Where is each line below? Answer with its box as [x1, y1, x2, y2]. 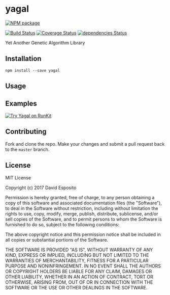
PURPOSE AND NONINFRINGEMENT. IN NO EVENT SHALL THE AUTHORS [5, 263, 161, 269]
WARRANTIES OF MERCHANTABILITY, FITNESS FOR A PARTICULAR [5, 257, 149, 263]
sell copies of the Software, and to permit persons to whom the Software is [5, 216, 162, 222]
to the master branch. [5, 146, 50, 152]
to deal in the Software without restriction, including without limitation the [5, 205, 158, 211]
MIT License [5, 174, 31, 181]
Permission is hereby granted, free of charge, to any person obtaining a [5, 194, 155, 200]
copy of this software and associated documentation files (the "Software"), [5, 200, 162, 206]
